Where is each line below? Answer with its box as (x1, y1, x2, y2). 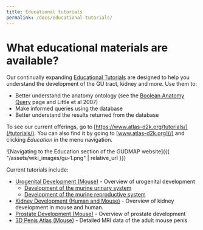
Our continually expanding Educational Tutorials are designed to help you (6, 74, 190, 81)
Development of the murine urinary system (24, 184, 132, 192)
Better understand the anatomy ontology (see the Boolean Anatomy (15, 92, 185, 99)
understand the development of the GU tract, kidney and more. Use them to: (6, 80, 198, 88)
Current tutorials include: (6, 166, 69, 173)
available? (6, 54, 59, 68)
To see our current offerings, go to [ (6, 123, 96, 131)
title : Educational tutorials (6, 9, 83, 15)
